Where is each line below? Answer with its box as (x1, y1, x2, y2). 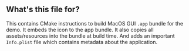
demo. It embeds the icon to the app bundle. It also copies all (6, 26, 154, 33)
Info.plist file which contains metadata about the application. (6, 38, 157, 45)
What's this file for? (6, 5, 80, 14)
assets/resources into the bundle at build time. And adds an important (6, 32, 175, 39)
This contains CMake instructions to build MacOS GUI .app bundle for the (6, 20, 184, 27)
